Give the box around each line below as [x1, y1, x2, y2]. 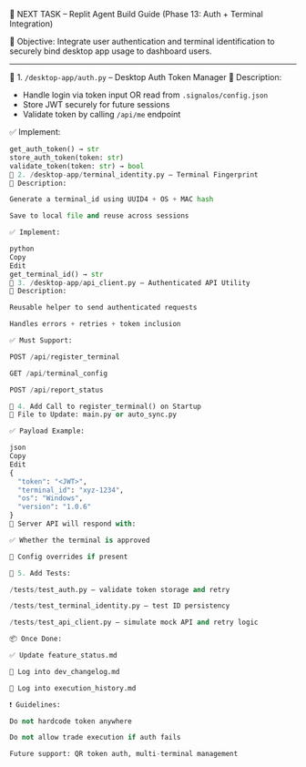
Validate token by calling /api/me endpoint [22, 109, 181, 119]
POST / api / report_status [9, 385, 104, 394]
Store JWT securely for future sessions [22, 99, 170, 109]
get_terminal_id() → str [9, 270, 104, 279]
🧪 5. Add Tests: [9, 568, 71, 578]
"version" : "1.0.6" [17, 502, 92, 512]
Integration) [9, 18, 54, 29]
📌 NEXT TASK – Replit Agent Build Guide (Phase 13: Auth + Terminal [9, 9, 264, 19]
